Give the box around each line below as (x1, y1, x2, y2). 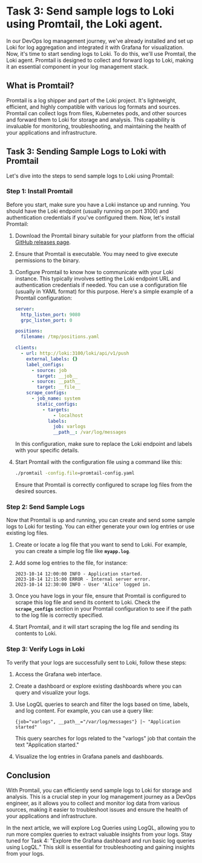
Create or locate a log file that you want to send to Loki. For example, (15, 541, 187, 548)
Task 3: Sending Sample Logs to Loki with (6, 147, 166, 157)
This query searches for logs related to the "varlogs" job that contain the (15, 734, 197, 742)
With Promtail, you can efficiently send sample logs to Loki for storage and (6, 787, 192, 794)
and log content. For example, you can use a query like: (15, 707, 154, 714)
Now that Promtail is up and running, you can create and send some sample (6, 517, 195, 524)
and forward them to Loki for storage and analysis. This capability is (6, 116, 175, 123)
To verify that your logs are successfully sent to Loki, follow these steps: (6, 659, 187, 666)
